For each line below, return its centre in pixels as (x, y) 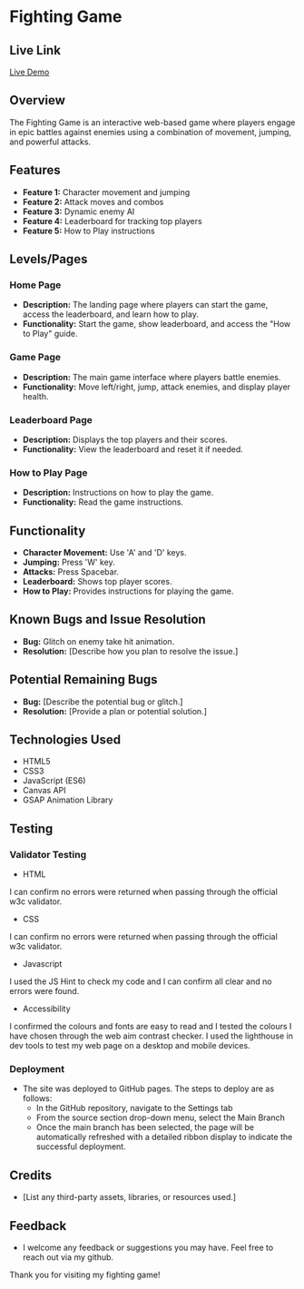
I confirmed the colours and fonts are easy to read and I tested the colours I (151, 1027)
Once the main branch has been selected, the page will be (145, 1127)
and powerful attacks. (50, 142)
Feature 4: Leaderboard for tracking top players (112, 221)
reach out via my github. (68, 1257)
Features (35, 170)
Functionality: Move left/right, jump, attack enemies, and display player (157, 387)
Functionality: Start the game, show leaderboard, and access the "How (157, 324)
